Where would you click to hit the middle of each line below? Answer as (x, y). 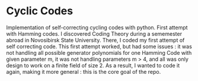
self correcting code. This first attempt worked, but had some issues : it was (99, 46)
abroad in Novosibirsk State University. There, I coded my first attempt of (95, 40)
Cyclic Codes (39, 11)
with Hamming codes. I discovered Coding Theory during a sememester (94, 33)
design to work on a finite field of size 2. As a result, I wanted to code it (93, 65)
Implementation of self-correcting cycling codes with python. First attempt (97, 27)
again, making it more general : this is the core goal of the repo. (84, 71)
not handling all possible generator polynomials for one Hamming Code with (99, 52)
